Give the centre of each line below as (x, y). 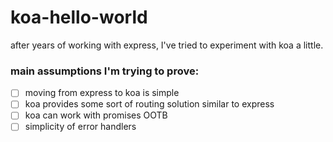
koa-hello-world (79, 17)
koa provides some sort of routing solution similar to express (149, 104)
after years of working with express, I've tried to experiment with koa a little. (167, 45)
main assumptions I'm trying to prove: (105, 71)
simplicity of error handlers (80, 127)
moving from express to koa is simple (102, 93)
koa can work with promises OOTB (96, 115)
